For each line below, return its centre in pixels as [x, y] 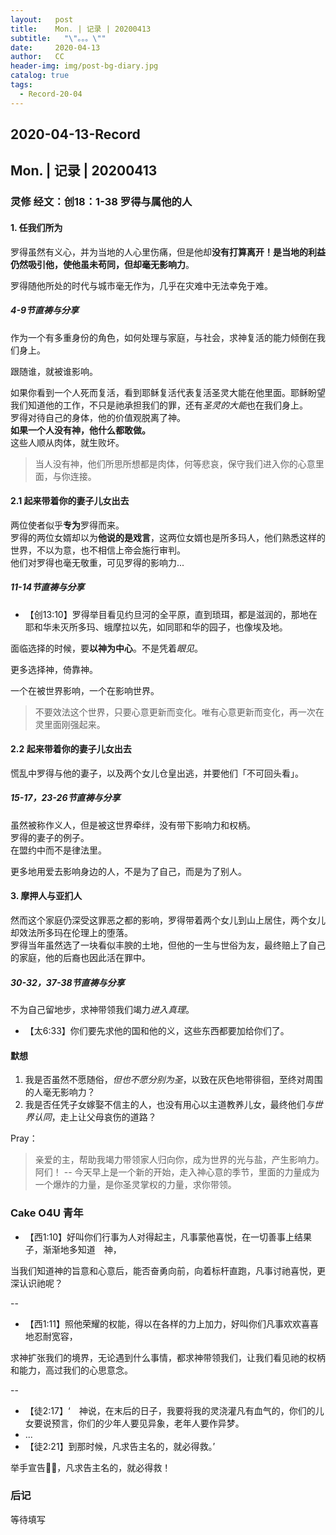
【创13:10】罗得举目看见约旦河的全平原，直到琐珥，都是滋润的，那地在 [171, 614]
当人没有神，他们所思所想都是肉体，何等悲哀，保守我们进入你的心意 [175, 463]
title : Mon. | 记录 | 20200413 [81, 29]
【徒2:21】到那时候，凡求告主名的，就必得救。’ [120, 1446]
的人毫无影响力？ [60, 1092]
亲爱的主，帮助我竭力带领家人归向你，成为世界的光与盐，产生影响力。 [179, 1160]
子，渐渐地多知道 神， [73, 1249]
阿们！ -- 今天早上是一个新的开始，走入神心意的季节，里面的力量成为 [177, 1172]
